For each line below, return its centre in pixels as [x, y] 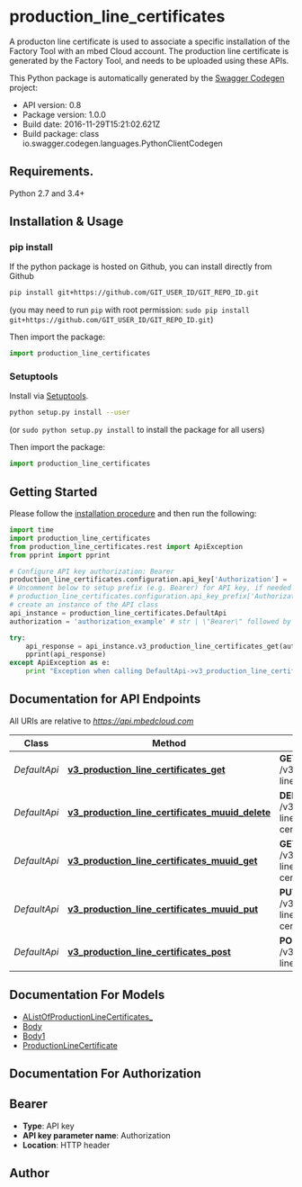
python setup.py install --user [70, 413]
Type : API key [48, 1126]
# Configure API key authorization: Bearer [92, 571]
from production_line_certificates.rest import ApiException [126, 546]
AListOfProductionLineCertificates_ [88, 1016]
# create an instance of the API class [84, 605]
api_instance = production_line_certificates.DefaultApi [118, 613]
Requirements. [52, 171]
